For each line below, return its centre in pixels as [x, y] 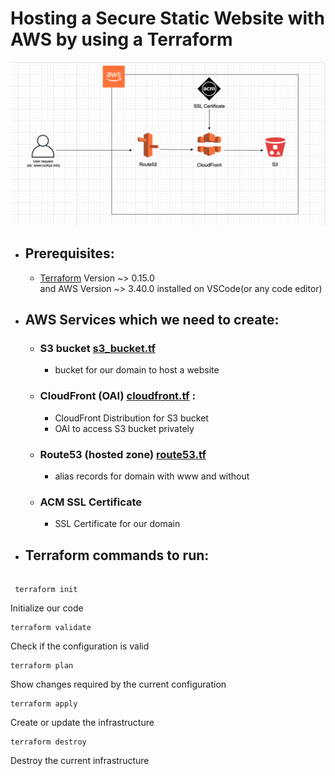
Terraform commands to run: [117, 555]
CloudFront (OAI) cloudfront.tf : [117, 396]
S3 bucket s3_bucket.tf [98, 348]
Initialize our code [47, 608]
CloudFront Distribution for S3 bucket [131, 418]
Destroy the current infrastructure [80, 760]
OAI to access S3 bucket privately [124, 428]
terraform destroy [48, 742]
